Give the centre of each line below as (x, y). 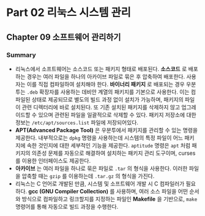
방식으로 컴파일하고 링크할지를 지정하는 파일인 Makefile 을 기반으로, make (110, 199)
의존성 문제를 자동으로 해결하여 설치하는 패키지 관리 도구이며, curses (114, 153)
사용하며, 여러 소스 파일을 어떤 (152, 191)
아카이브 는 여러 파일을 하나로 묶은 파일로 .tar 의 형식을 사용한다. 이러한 (101, 168)
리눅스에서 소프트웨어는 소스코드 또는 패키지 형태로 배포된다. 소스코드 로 (101, 69)
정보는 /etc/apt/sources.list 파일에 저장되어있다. (77, 122)
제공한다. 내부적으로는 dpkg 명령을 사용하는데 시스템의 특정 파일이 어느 (99, 138)
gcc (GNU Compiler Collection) (69, 191)
